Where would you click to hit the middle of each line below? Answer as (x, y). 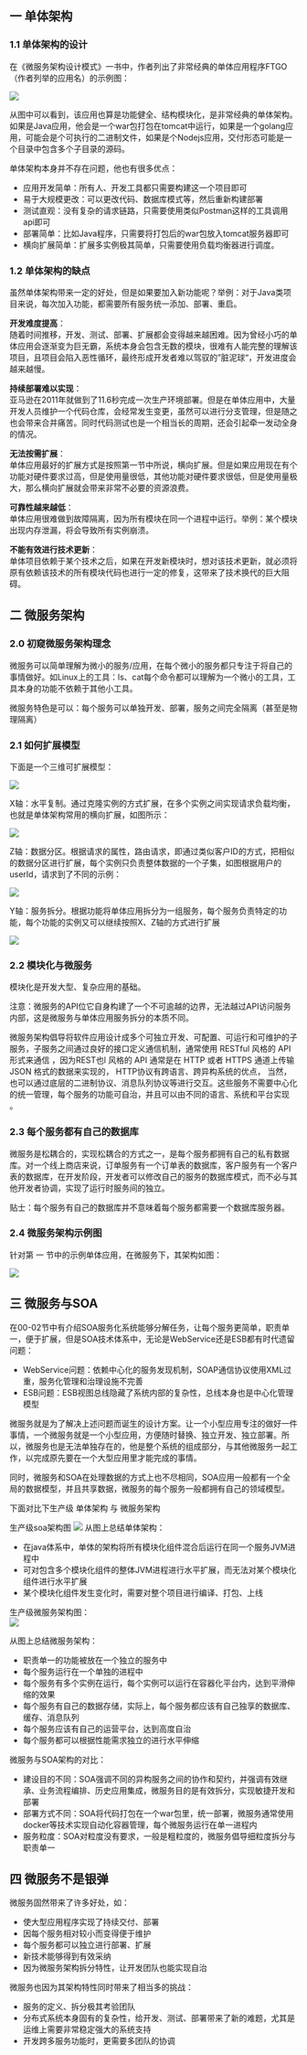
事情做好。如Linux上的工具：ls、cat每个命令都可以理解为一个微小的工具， (148, 677)
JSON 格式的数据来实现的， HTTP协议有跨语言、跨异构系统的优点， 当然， (151, 1072)
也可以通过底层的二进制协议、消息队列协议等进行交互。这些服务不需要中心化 (153, 1083)
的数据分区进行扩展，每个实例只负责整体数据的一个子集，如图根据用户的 (145, 862)
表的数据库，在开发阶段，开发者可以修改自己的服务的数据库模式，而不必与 (149, 1176)
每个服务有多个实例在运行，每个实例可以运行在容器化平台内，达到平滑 (155, 1683)
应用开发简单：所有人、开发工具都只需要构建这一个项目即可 (135, 187)
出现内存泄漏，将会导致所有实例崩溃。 (81, 530)
